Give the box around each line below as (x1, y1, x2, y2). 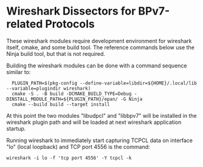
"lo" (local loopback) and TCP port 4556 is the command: (6, 143, 150, 150)
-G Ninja (120, 96, 143, 102)
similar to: (6, 68, 31, 75)
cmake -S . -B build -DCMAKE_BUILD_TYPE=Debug (12, 90, 132, 97)
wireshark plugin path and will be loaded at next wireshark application (6, 118, 182, 126)
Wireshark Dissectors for (6, 4, 136, 18)
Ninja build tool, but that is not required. (6, 50, 105, 57)
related (6, 17, 43, 31)
